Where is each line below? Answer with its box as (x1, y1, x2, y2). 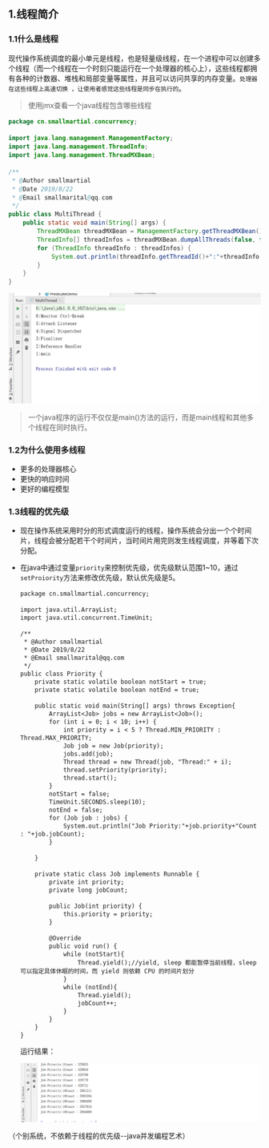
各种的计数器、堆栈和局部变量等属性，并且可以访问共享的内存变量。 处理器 (14, 73, 258, 83)
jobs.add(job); (62, 750, 114, 759)
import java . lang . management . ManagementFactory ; (8, 135, 174, 143)
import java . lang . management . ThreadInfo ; (8, 143, 149, 151)
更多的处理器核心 (19, 464, 77, 473)
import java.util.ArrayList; (19, 606, 118, 614)
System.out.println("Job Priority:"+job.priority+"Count (62, 822, 258, 831)
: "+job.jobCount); (19, 830, 86, 839)
